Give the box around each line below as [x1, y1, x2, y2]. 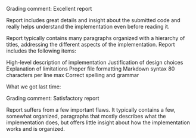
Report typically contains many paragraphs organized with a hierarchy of [6, 35, 185, 41]
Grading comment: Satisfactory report [6, 95, 99, 102]
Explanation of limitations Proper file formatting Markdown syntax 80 [6, 65, 175, 72]
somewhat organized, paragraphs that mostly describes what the [6, 113, 166, 119]
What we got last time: [6, 83, 61, 90]
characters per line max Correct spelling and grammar [6, 72, 139, 78]
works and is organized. [6, 125, 66, 132]
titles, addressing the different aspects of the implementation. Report [6, 41, 175, 48]
